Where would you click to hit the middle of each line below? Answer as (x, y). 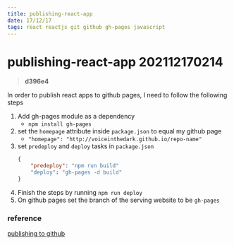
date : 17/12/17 (30, 20)
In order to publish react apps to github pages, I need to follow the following (117, 95)
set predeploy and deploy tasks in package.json (86, 146)
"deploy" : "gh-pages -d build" (76, 173)
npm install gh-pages (60, 124)
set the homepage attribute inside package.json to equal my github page (119, 131)
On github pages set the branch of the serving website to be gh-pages (118, 200)
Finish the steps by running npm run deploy (80, 192)
